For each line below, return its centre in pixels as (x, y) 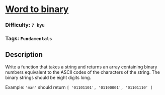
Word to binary (37, 9)
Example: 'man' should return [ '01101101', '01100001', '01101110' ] (79, 87)
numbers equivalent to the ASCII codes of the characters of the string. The (82, 72)
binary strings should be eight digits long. (48, 77)
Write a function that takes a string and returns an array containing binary (81, 67)
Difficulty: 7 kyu (25, 25)
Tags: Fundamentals (29, 39)
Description (24, 55)
